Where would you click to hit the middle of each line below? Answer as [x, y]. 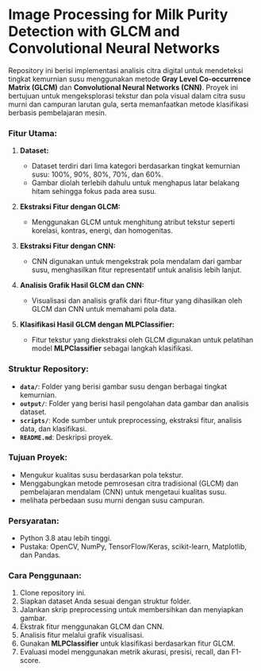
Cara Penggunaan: [45, 576]
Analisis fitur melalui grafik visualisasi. [82, 635]
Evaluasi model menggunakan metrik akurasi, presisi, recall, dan [125, 652]
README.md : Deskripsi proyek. [66, 437]
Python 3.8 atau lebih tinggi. [66, 538]
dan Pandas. [40, 555]
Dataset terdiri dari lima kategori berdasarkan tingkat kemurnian [136, 166]
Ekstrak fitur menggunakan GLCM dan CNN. [92, 626]
